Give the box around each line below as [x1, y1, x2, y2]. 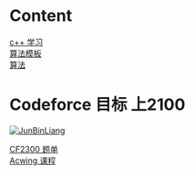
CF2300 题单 [9, 143, 59, 154]
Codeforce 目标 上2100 [9, 94, 186, 115]
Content [9, 5, 73, 26]
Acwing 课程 [9, 155, 56, 166]
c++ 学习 [9, 36, 44, 47]
